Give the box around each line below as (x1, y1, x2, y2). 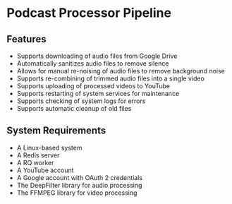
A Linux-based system (16, 143, 83, 152)
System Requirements (6, 125, 106, 137)
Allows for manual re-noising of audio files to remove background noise (16, 67, 225, 75)
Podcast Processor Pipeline (6, 5, 172, 21)
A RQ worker (16, 158, 54, 167)
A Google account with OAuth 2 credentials (16, 173, 142, 181)
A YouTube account (16, 166, 75, 174)
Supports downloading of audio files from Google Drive (16, 52, 178, 60)
